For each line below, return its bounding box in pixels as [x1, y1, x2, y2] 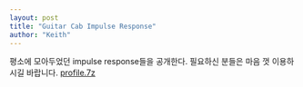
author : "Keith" [9, 30, 71, 39]
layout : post [9, 13, 59, 23]
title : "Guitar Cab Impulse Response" [9, 22, 157, 31]
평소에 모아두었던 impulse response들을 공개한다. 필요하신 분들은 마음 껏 [9, 56, 270, 67]
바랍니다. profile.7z [25, 67, 96, 78]
